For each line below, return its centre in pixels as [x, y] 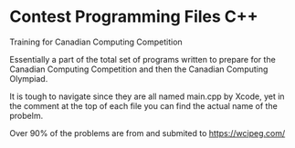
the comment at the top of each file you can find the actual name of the [144, 105]
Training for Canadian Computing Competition [96, 42]
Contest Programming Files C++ [134, 17]
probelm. [26, 115]
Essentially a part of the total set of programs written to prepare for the [142, 59]
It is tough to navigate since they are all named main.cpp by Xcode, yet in [147, 96]
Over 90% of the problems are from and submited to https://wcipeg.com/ [147, 133]
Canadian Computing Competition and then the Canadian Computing [139, 69]
